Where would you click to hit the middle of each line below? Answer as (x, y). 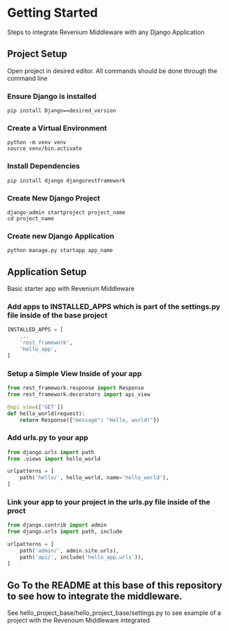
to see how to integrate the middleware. (95, 596)
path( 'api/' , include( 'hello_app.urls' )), (82, 557)
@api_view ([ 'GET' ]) (35, 407)
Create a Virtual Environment (57, 128)
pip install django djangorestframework (67, 180)
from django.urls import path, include (65, 532)
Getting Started (53, 13)
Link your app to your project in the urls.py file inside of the (109, 501)
